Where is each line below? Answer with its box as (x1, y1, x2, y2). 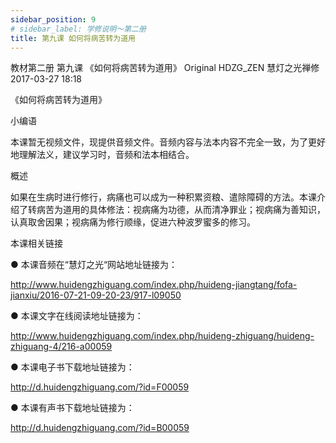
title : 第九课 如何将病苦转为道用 (10, 33, 136, 43)
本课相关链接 (10, 237, 63, 250)
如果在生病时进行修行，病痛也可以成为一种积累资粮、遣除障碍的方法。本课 (10, 191, 317, 203)
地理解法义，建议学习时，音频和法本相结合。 (10, 149, 195, 161)
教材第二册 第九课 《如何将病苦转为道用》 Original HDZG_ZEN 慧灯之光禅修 (10, 62, 320, 74)
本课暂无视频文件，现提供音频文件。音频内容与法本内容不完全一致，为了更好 (10, 136, 326, 148)
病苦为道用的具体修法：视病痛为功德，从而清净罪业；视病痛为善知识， (36, 204, 326, 216)
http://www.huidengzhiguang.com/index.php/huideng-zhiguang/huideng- (10, 330, 315, 342)
